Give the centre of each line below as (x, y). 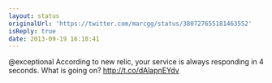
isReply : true (32, 31)
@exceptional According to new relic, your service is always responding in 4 (136, 62)
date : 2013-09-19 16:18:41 (54, 39)
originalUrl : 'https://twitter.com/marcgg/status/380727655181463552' (130, 24)
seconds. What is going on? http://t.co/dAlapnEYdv (94, 71)
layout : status (34, 16)
